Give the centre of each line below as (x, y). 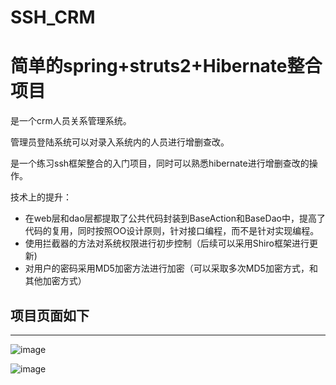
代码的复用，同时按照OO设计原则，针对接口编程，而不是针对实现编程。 (172, 231)
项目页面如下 (50, 315)
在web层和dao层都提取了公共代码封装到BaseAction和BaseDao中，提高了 (175, 218)
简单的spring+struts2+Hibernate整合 (166, 66)
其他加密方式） (55, 281)
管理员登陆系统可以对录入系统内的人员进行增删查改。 (120, 142)
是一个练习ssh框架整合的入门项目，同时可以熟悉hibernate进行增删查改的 (160, 163)
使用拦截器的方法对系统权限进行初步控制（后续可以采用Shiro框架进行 (167, 243)
